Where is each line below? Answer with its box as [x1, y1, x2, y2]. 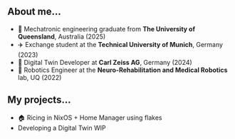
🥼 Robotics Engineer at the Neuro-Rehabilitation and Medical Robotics [17, 66, 228, 74]
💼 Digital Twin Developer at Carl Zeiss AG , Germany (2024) [17, 58, 192, 66]
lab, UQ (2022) [17, 73, 62, 81]
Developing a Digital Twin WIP [17, 123, 106, 132]
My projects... [7, 94, 71, 106]
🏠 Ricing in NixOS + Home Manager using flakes [17, 113, 162, 122]
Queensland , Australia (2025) [17, 32, 106, 41]
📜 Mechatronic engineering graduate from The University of [17, 24, 196, 33]
